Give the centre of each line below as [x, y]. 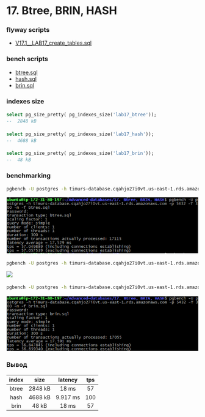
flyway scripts [28, 30]
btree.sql [26, 72]
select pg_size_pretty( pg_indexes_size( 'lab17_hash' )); [80, 134]
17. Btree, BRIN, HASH [62, 11]
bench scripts [27, 59]
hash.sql [26, 79]
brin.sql [25, 85]
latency [68, 380]
